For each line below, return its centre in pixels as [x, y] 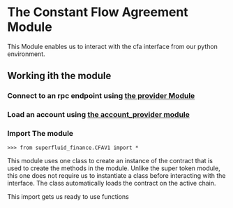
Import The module [40, 134]
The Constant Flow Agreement [98, 12]
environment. [26, 54]
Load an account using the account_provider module [98, 115]
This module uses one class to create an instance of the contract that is [110, 161]
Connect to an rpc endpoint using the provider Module [101, 96]
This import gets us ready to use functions [68, 197]
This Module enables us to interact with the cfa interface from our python [113, 46]
